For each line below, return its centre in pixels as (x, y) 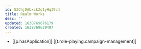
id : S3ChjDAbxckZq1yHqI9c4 (33, 9)
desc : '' (14, 18)
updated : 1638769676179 (29, 23)
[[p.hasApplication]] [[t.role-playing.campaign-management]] (74, 41)
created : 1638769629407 (29, 28)
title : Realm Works (25, 14)
